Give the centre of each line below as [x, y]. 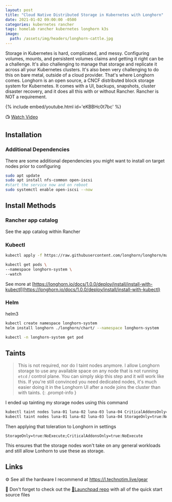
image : [12, 34]
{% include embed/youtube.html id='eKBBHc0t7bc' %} [63, 107]
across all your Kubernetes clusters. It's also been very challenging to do [82, 69]
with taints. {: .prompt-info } [47, 393]
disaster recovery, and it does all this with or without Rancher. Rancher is [82, 91]
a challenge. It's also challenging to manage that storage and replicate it [81, 64]
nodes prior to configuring [33, 166]
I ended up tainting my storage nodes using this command [67, 403]
